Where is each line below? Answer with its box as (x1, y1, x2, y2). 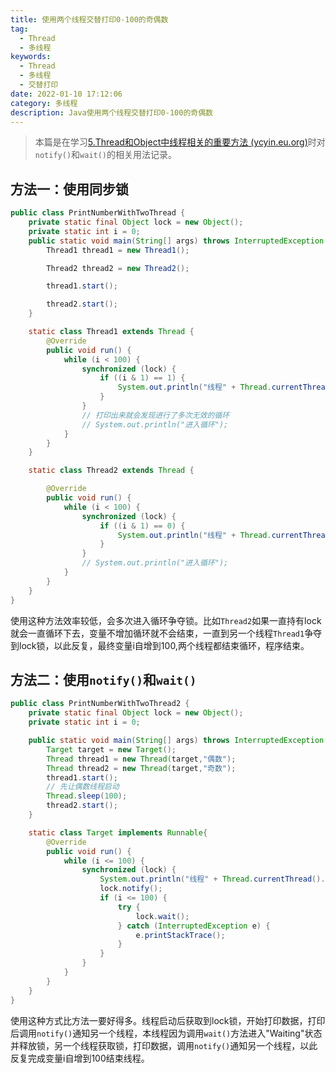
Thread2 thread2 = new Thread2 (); (46, 263, 190, 273)
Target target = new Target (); (46, 744, 177, 755)
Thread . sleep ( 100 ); (46, 791, 128, 801)
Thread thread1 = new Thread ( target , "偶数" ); (46, 754, 237, 764)
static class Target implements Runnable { (28, 827, 208, 838)
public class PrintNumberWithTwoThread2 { (10, 699, 190, 709)
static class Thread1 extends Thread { (28, 327, 195, 337)
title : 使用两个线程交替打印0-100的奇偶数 (10, 14, 169, 25)
